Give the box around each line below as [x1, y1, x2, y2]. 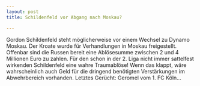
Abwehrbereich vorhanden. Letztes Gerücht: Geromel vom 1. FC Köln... [6, 74, 181, 81]
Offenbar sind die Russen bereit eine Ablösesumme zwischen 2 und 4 [6, 48, 179, 56]
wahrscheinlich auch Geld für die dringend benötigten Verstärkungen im [6, 67, 185, 75]
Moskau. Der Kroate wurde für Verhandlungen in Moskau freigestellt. [6, 42, 177, 50]
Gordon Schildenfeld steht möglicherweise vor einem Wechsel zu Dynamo [6, 36, 190, 43]
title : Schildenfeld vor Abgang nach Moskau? [6, 14, 122, 20]
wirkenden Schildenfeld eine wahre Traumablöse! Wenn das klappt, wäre [6, 61, 187, 69]
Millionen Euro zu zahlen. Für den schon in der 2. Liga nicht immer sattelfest [6, 55, 194, 62]
